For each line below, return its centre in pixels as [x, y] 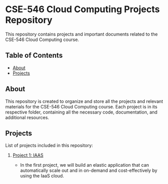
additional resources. [27, 117]
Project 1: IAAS [28, 155]
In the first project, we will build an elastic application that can [85, 165]
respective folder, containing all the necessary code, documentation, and [81, 112]
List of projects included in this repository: [49, 145]
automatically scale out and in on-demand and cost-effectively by [89, 170]
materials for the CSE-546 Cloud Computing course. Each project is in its [81, 106]
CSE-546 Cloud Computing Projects [83, 9]
